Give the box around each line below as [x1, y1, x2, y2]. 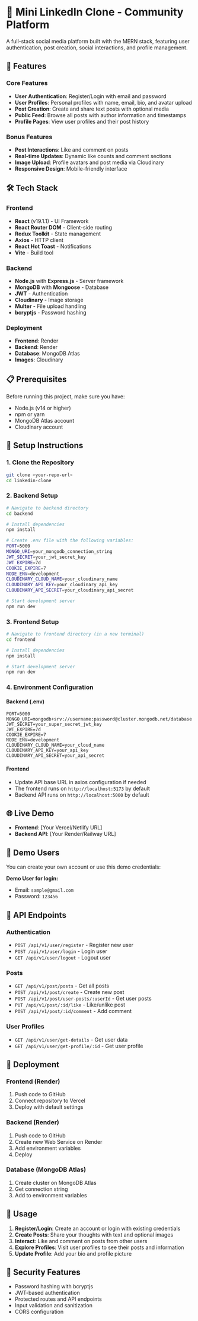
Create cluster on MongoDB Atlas [14, 1179, 97, 1186]
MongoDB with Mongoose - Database [14, 284, 109, 291]
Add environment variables [14, 1144, 81, 1152]
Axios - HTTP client [14, 236, 64, 243]
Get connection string [14, 1185, 68, 1193]
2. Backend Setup [6, 492, 58, 500]
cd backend [6, 511, 33, 517]
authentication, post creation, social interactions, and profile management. [6, 44, 188, 51]
